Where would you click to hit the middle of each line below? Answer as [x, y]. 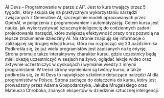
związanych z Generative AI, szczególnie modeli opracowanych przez [75, 17]
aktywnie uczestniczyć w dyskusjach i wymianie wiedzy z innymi [71, 64]
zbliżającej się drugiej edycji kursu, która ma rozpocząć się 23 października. [82, 43]
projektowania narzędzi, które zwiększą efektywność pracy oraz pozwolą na [82, 33]
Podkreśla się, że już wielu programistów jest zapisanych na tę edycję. [76, 49]
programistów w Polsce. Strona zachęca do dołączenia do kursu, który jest [81, 80]
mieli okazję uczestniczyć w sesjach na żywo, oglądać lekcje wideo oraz [78, 59]
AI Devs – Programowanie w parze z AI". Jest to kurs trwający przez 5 [75, 7]
